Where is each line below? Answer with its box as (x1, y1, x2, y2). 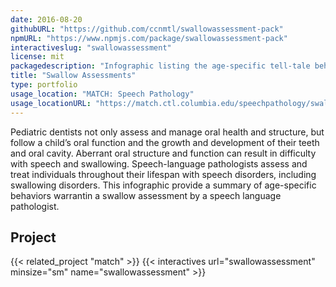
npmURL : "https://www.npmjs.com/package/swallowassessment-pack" (10, 33, 288, 43)
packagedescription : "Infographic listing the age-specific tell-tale (10, 61, 311, 71)
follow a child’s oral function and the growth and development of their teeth (10, 136, 320, 148)
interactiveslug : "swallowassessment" (10, 42, 172, 53)
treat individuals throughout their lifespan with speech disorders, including (10, 168, 317, 180)
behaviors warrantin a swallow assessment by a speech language (10, 189, 282, 201)
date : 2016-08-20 (10, 14, 83, 25)
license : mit (10, 52, 65, 62)
